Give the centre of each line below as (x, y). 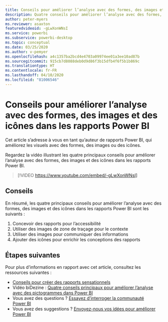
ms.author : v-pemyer (27, 52)
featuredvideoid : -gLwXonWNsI (37, 29)
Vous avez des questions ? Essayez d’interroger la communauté (78, 298)
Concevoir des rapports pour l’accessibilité (56, 223)
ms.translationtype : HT (30, 66)
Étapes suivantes (33, 255)
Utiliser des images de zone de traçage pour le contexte (70, 229)
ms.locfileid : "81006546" (32, 80)
